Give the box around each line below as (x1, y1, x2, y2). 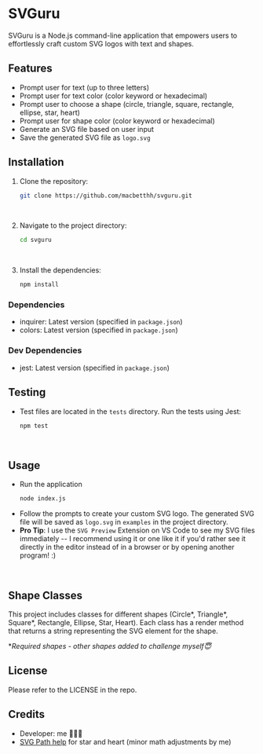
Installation (8, 156, 64, 169)
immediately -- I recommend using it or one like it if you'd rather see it (19, 534, 246, 544)
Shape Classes (8, 588, 82, 602)
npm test (19, 422, 49, 430)
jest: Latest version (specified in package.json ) (19, 363, 170, 372)
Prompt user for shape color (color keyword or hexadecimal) (19, 115, 216, 126)
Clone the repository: (19, 176, 89, 185)
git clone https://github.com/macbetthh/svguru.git (19, 192, 192, 199)
